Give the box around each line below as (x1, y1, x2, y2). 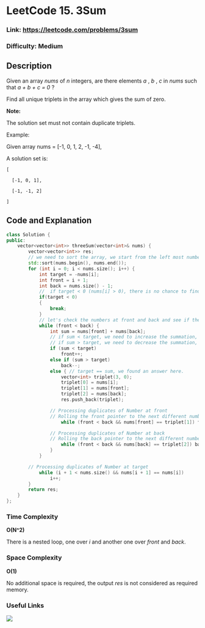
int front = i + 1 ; (38, 277, 88, 283)
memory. (6, 586, 29, 593)
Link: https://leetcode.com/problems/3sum (6, 26, 138, 34)
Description (6, 61, 52, 71)
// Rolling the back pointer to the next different (49, 436, 184, 442)
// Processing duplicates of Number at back (49, 430, 165, 436)
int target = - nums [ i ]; (38, 271, 99, 277)
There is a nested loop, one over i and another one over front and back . (6, 538, 186, 545)
